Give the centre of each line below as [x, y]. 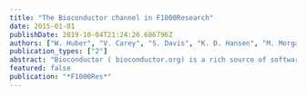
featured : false [40, 69]
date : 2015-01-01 [42, 26]
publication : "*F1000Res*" [61, 77]
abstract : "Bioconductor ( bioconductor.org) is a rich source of [138, 60]
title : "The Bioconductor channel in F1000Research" [112, 18]
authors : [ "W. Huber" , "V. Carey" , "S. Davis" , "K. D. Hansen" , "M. [142, 43]
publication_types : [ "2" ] [58, 52]
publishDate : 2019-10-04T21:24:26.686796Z [91, 34]
